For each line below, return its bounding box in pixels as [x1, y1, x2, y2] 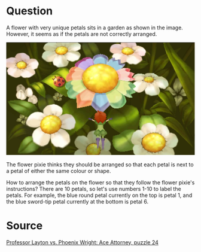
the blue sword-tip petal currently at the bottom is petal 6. [6, 198, 148, 205]
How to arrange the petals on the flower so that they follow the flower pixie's [6, 178, 195, 186]
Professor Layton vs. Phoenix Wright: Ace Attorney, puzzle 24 [6, 238, 159, 246]
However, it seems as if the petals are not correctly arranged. [6, 30, 157, 37]
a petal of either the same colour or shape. [6, 167, 111, 174]
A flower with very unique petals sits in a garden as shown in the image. [6, 24, 184, 31]
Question [6, 4, 53, 18]
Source [6, 219, 43, 232]
